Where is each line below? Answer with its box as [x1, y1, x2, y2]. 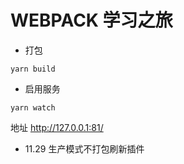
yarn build [10, 64, 56, 74]
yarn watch [10, 102, 56, 113]
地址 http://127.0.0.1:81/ [10, 121, 104, 133]
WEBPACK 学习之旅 [10, 9, 173, 32]
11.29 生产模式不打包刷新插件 [24, 142, 145, 155]
